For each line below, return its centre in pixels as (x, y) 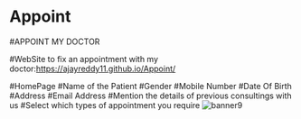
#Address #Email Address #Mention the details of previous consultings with (150, 96)
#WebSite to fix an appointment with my (84, 59)
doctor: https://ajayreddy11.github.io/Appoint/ (93, 69)
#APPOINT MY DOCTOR (55, 41)
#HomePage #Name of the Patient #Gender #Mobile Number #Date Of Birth (150, 86)
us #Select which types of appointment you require (105, 105)
